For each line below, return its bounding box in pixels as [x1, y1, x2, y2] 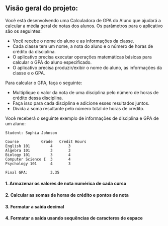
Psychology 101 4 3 [5, 161, 71, 166]
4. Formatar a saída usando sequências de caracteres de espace [5, 215, 143, 221]
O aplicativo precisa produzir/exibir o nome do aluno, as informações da [12, 64, 162, 70]
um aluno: [5, 120, 26, 126]
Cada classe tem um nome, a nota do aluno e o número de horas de [12, 43, 153, 49]
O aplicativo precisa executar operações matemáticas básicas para [12, 54, 152, 60]
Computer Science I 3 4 [5, 157, 71, 162]
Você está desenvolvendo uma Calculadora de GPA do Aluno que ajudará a [5, 17, 161, 23]
